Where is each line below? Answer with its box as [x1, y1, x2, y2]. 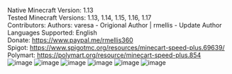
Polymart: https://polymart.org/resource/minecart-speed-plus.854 [7, 51, 201, 59]
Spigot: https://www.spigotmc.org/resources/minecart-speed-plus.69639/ [7, 44, 225, 51]
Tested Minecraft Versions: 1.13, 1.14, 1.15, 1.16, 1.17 [7, 13, 152, 22]
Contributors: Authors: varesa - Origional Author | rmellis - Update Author [7, 21, 222, 29]
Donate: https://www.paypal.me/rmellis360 [7, 36, 133, 44]
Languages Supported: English [7, 28, 98, 37]
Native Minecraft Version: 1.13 [7, 6, 94, 14]
